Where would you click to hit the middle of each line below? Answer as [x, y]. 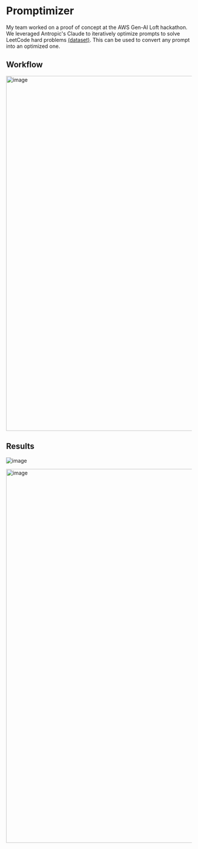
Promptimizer [40, 11]
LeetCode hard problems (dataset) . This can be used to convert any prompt [98, 40]
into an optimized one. [33, 46]
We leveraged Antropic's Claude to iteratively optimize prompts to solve [93, 33]
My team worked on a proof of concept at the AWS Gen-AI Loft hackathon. [97, 27]
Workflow [24, 65]
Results [20, 446]
